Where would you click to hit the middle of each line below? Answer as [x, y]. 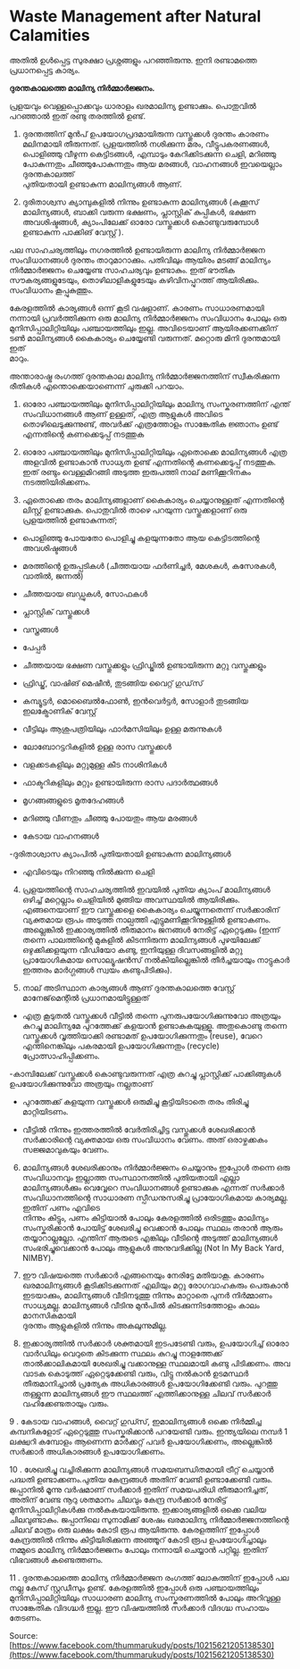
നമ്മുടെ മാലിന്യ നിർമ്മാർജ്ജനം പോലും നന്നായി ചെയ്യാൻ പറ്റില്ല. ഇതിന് [138, 1549]
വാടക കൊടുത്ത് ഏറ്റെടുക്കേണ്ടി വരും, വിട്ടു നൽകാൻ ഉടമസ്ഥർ [135, 1373]
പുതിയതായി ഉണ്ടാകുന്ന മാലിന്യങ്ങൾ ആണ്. [102, 184]
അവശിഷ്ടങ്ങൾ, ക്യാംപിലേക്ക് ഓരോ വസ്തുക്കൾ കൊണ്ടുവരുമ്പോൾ [140, 221]
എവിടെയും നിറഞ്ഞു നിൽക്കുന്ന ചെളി [88, 872]
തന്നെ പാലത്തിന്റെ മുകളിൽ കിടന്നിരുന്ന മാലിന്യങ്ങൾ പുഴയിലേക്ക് [141, 939]
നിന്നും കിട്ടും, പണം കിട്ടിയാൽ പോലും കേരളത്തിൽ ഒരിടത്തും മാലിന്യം [146, 1217]
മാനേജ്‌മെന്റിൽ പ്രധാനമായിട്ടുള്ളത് [86, 997]
